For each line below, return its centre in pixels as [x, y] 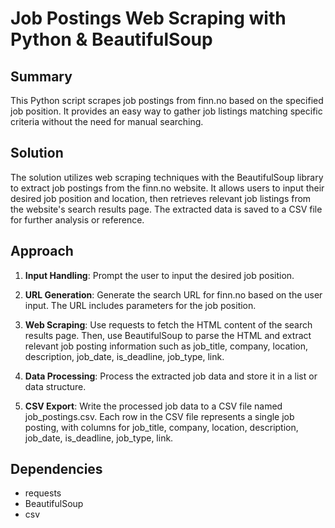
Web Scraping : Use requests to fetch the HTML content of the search [168, 324]
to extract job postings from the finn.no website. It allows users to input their [167, 188]
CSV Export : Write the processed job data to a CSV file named [153, 406]
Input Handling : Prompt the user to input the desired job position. [159, 275]
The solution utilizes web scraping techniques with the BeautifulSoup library [167, 177]
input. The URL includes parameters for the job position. [140, 305]
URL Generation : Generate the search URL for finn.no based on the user [173, 294]
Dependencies [56, 469]
